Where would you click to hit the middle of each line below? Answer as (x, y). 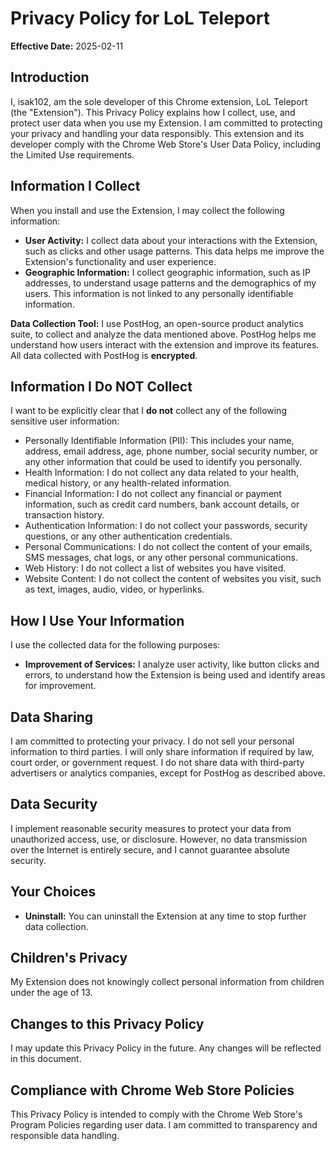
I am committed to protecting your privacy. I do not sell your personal (152, 741)
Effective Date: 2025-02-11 (67, 46)
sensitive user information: (65, 421)
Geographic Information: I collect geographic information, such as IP (168, 272)
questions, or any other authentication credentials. (128, 536)
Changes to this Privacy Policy (107, 1023)
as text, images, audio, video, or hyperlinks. (114, 589)
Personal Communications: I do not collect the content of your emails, (168, 547)
